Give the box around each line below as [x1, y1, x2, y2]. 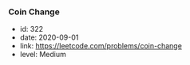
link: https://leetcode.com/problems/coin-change [19, 41, 182, 51]
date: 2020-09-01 [19, 32, 79, 42]
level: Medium [19, 50, 66, 59]
